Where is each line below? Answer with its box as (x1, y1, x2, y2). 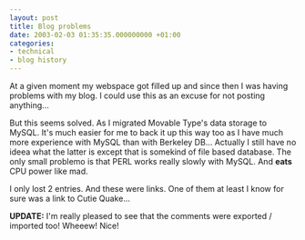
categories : (9, 38, 55, 48)
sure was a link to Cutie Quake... (9, 193, 130, 204)
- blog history (9, 55, 67, 65)
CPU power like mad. (9, 165, 88, 176)
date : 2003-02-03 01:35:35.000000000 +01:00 (9, 30, 181, 39)
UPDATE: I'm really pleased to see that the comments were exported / (9, 211, 273, 221)
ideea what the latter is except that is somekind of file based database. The (9, 146, 291, 157)
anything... (9, 100, 50, 110)
